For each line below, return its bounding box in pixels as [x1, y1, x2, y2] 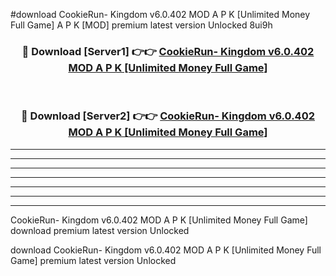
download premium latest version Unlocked [10, 224, 190, 236]
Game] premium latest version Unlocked [10, 254, 177, 266]
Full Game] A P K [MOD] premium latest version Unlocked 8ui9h [10, 19, 273, 31]
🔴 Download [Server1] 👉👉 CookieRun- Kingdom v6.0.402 [21, 44, 315, 58]
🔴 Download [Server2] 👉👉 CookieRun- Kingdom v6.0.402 [20, 109, 316, 123]
